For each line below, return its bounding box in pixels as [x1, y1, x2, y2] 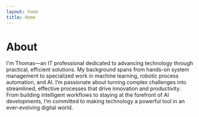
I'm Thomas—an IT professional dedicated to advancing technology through [6, 60, 194, 67]
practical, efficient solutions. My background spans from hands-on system [6, 66, 189, 73]
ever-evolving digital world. [6, 104, 73, 111]
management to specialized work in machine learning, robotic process [6, 72, 179, 79]
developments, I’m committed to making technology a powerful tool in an [6, 98, 185, 105]
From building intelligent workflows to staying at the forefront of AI [6, 91, 169, 98]
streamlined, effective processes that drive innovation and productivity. [6, 85, 181, 93]
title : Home [6, 14, 36, 20]
